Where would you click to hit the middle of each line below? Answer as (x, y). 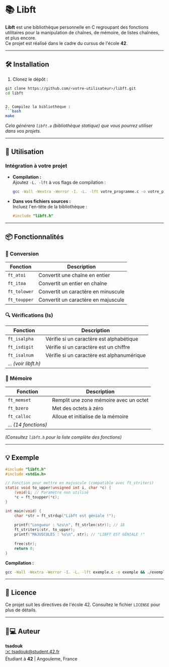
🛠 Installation (27, 64)
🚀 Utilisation (25, 152)
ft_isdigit (21, 347)
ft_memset (19, 400)
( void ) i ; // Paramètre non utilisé (52, 492)
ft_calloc (19, 416)
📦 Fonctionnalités (34, 237)
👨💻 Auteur (23, 631)
